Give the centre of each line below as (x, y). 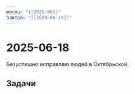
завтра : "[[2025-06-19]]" (39, 18)
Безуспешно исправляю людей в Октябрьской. (68, 64)
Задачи (21, 83)
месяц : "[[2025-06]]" (34, 12)
